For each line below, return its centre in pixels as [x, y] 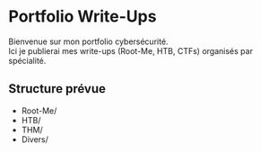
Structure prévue [57, 89]
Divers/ [35, 139]
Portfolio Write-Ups [83, 17]
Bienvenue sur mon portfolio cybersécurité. [88, 41]
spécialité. [27, 60]
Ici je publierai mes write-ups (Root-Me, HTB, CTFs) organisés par [130, 50]
